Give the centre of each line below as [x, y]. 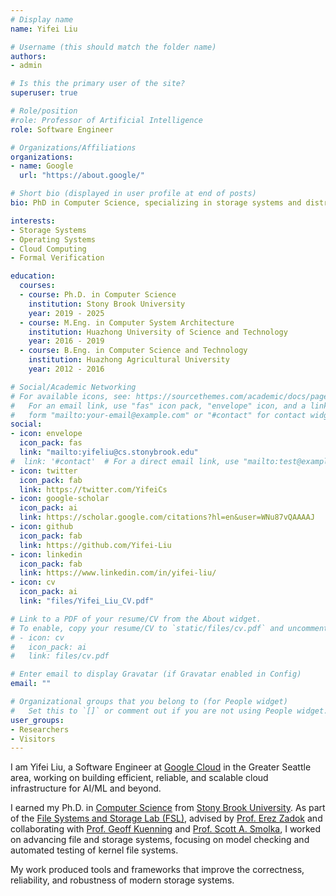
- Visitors [33, 739]
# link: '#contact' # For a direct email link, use [125, 461]
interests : [33, 221]
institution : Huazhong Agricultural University [129, 360]
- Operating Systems [53, 239]
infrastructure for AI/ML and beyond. [86, 788]
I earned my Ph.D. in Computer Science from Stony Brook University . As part [168, 808]
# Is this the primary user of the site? [98, 84]
